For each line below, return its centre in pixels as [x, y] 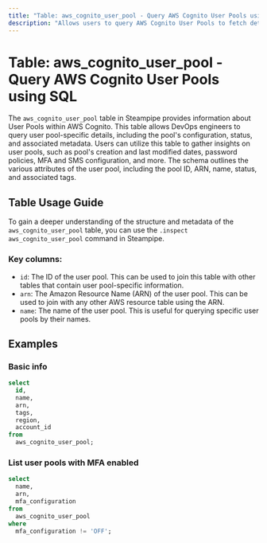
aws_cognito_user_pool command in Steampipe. [87, 239]
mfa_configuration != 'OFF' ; [64, 531]
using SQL [43, 96]
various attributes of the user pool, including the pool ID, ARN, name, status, [133, 169]
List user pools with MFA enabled [74, 463]
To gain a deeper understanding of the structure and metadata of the [121, 222]
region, [28, 420]
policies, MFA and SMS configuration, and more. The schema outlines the [128, 161]
